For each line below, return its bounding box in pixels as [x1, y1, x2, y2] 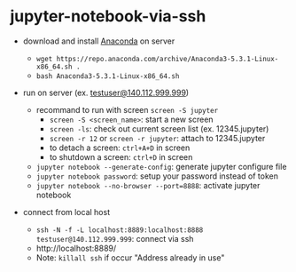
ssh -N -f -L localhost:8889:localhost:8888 [35, 225, 204, 235]
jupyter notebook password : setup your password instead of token [35, 171, 278, 181]
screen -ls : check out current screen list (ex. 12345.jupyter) [49, 123, 269, 134]
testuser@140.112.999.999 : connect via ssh [35, 233, 194, 244]
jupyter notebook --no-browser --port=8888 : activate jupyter [35, 180, 261, 190]
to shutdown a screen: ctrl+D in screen [49, 151, 193, 162]
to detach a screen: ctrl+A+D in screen [49, 142, 191, 153]
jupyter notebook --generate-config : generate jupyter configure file [35, 161, 287, 172]
